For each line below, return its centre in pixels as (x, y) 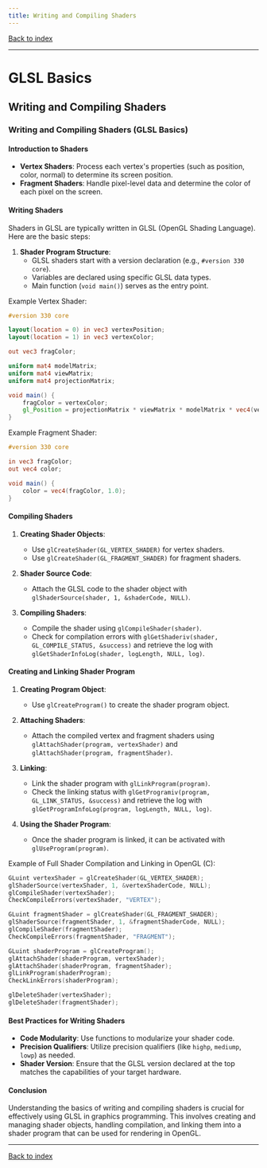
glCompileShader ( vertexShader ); (62, 893)
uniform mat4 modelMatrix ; (53, 366)
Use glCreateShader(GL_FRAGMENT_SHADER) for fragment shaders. (136, 557)
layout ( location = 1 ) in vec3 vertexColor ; (81, 338)
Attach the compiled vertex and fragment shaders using (123, 735)
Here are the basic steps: (49, 236)
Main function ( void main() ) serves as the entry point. (120, 285)
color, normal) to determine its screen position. (96, 175)
